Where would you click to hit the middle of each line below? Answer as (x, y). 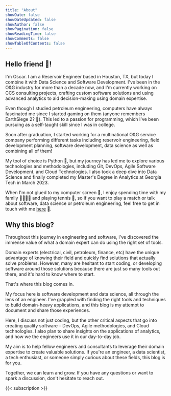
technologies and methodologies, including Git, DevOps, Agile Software (80, 166)
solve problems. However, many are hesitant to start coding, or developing (84, 263)
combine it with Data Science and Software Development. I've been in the (83, 82)
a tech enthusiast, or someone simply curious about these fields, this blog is (85, 358)
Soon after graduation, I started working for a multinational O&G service (81, 134)
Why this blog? (30, 225)
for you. (14, 363)
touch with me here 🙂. (29, 209)
